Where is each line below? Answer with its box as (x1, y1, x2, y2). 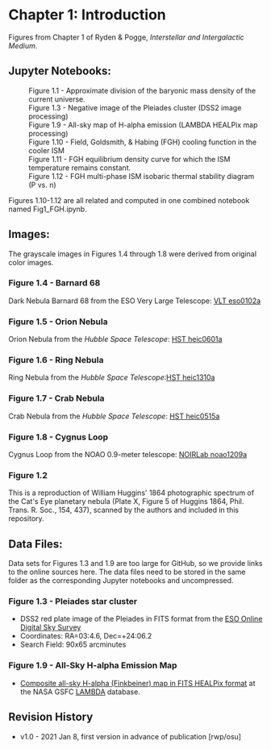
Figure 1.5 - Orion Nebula (8, 316, 108, 327)
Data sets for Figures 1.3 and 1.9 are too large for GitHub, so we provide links (8, 559, 263, 568)
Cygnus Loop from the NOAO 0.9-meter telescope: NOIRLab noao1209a (8, 450, 248, 460)
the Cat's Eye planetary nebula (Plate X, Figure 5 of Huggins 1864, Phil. (8, 497, 244, 506)
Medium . (8, 40, 38, 50)
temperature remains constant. (28, 163, 131, 173)
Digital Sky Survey (19, 622, 81, 632)
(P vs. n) (28, 180, 56, 189)
